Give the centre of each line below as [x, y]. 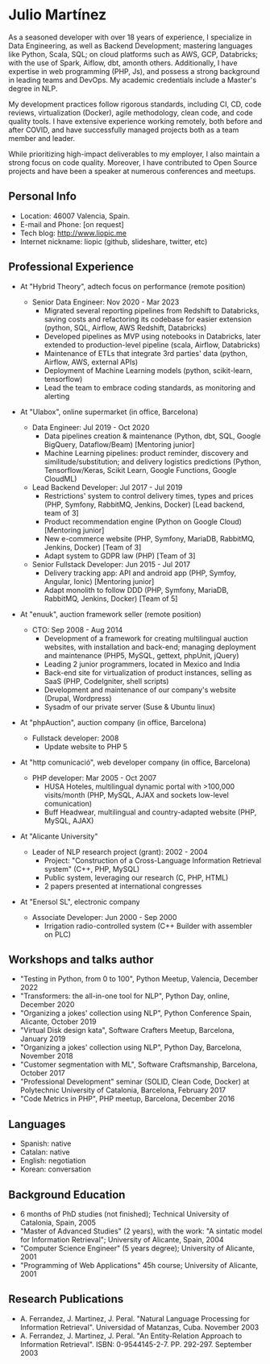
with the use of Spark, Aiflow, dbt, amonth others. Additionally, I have [123, 63]
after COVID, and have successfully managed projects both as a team [124, 130]
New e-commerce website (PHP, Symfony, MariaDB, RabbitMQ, [150, 538]
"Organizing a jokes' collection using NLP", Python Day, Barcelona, [131, 1047]
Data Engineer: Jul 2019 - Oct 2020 [91, 427]
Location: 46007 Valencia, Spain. [75, 216]
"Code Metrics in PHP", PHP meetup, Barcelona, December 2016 [127, 1099]
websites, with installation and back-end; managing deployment [150, 647]
